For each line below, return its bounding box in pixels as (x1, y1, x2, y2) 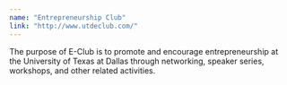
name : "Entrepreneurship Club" (9, 13, 126, 22)
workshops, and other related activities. (9, 64, 156, 76)
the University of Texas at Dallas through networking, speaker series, (9, 55, 265, 66)
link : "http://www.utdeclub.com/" (9, 21, 139, 30)
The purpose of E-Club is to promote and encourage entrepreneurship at (9, 46, 279, 56)
